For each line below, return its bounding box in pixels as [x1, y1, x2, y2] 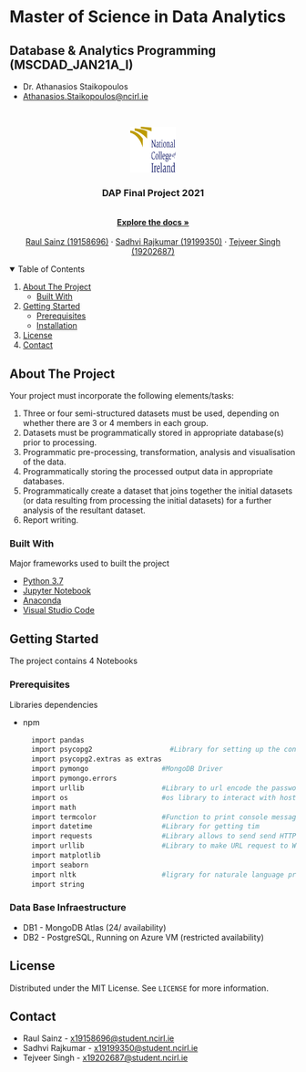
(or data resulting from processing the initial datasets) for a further [22, 495, 272, 506]
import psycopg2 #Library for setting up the [31, 745, 280, 755]
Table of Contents [17, 264, 85, 275]
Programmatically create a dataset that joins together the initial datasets [22, 485, 293, 496]
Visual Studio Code [22, 605, 96, 616]
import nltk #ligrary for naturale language [31, 869, 284, 879]
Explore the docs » [117, 217, 189, 228]
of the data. [22, 456, 66, 467]
